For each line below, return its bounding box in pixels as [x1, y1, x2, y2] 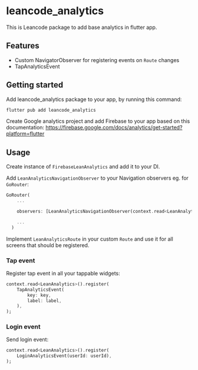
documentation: [6, 124, 45, 131]
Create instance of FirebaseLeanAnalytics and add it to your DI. [6, 163, 160, 170]
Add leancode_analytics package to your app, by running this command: [6, 96, 182, 103]
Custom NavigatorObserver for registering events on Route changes [14, 56, 180, 63]
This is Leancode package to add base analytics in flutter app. [6, 24, 157, 31]
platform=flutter [6, 130, 45, 137]
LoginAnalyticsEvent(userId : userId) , [16, 353, 112, 359]
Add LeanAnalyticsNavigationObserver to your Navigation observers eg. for [6, 174, 189, 181]
